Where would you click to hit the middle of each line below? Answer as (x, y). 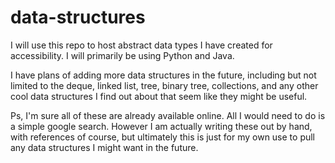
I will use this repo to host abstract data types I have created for (141, 45)
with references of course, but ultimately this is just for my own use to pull (163, 137)
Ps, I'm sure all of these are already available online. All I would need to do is (168, 115)
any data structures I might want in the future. (104, 147)
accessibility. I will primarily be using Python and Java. (122, 55)
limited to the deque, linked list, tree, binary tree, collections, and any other (164, 85)
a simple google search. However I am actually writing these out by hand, (161, 126)
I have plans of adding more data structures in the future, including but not (163, 75)
